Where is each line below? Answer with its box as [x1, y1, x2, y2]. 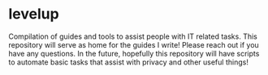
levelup [8, 5, 59, 23]
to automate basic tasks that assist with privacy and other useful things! [8, 57, 249, 67]
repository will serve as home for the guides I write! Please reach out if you [8, 40, 260, 49]
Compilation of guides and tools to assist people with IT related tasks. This [8, 31, 257, 41]
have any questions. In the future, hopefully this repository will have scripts [8, 48, 260, 58]
